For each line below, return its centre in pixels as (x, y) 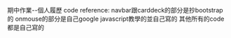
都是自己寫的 (26, 27)
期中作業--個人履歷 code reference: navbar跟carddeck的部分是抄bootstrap (115, 10)
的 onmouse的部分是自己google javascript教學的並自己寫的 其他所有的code (116, 19)
